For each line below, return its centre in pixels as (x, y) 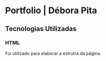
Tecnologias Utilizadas (41, 29)
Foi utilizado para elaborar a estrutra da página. (53, 53)
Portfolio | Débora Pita (51, 11)
